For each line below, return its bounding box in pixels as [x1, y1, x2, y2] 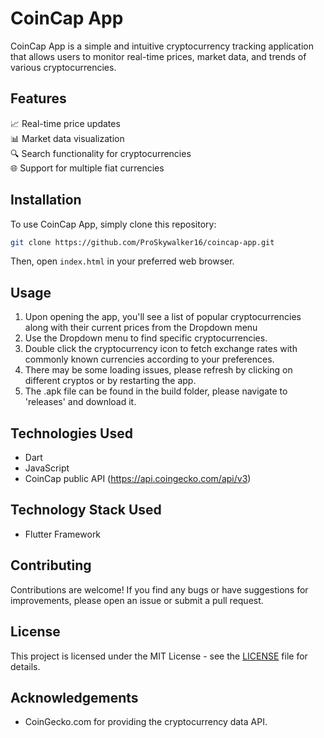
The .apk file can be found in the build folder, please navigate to [24, 385, 288, 397]
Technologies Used [10, 425, 133, 442]
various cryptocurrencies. [10, 61, 117, 73]
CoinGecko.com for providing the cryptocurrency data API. [24, 716, 268, 728]
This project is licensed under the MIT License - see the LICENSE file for [10, 650, 308, 662]
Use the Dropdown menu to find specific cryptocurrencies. [24, 332, 268, 344]
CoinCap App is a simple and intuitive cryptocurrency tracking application [10, 40, 314, 52]
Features [10, 90, 67, 107]
